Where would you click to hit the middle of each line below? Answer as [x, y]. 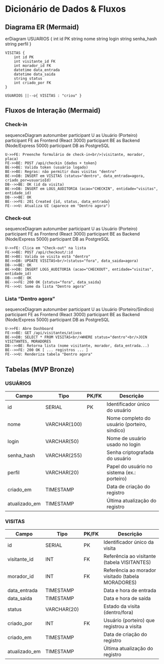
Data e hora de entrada [130, 591]
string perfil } [18, 44]
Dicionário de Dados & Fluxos [65, 9]
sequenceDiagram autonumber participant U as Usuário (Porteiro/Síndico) [80, 309]
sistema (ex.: [121, 472]
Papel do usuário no [130, 466]
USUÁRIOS [18, 383]
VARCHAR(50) [62, 441]
